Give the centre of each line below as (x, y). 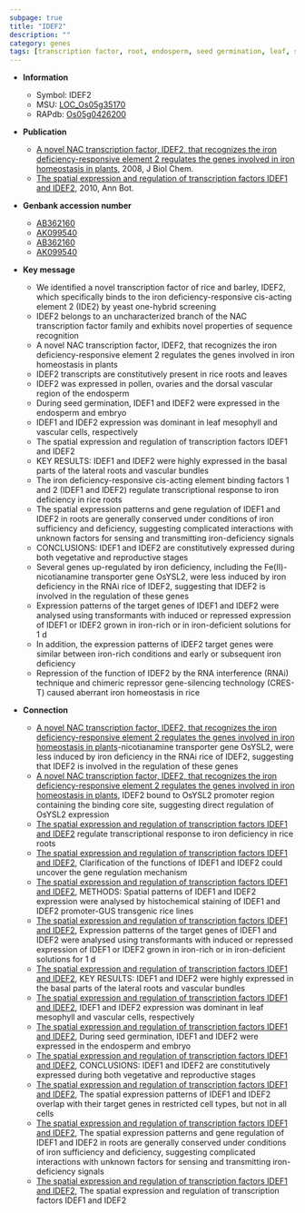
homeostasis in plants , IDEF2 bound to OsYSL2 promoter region (155, 795)
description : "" (40, 35)
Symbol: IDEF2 (64, 95)
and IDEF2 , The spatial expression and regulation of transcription (157, 1191)
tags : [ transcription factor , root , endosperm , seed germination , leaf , (150, 52)
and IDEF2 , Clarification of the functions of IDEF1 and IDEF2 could (159, 863)
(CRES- (281, 683)
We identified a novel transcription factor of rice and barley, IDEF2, (161, 288)
